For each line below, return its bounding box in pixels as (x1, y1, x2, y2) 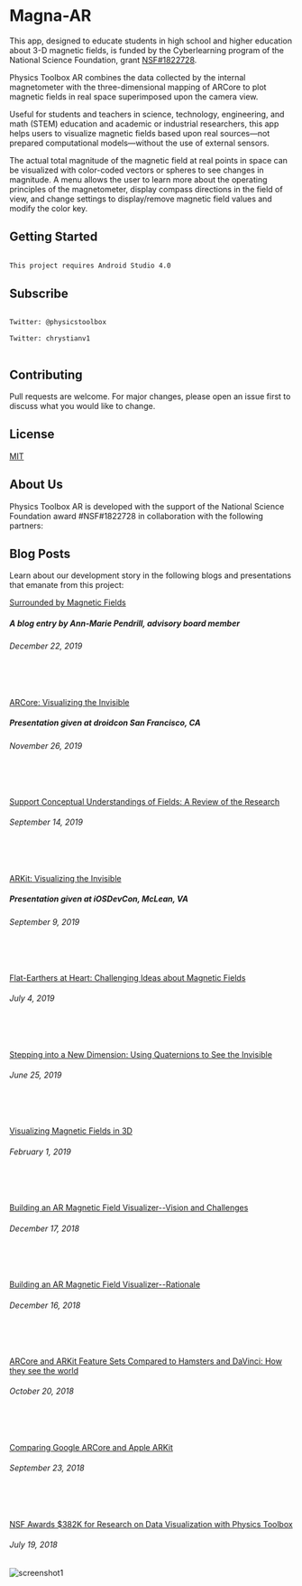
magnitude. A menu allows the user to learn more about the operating (9, 173, 268, 185)
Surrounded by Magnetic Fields (9, 597, 126, 608)
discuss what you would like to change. (9, 401, 156, 411)
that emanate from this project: (9, 580, 124, 591)
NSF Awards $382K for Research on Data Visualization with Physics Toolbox (9, 1518, 293, 1529)
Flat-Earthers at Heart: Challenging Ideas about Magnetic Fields (9, 972, 246, 983)
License (9, 426, 55, 443)
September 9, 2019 (9, 916, 80, 927)
